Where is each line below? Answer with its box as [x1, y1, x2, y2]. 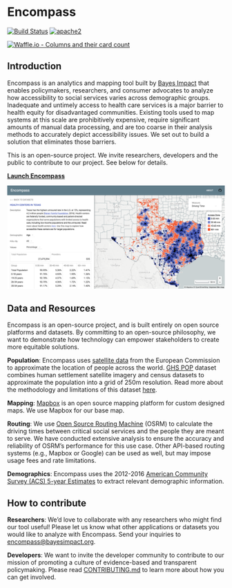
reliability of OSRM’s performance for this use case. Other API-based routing [7, 442, 225, 450]
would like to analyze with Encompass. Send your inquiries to [7, 530, 182, 539]
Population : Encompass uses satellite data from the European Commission [7, 357, 220, 365]
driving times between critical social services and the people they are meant [7, 427, 224, 435]
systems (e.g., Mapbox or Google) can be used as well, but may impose [7, 449, 211, 457]
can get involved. [7, 573, 57, 581]
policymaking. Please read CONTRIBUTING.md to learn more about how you [7, 566, 224, 574]
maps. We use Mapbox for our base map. [7, 406, 125, 415]
